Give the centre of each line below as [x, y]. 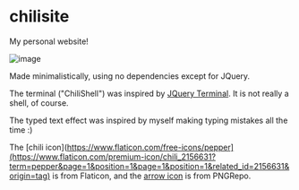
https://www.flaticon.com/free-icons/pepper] [150, 147]
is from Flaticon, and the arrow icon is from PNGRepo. [152, 176]
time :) [21, 130]
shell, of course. [39, 103]
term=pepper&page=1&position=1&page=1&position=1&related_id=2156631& [149, 166]
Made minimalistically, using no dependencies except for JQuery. [130, 76]
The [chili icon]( [38, 147]
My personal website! [49, 41]
